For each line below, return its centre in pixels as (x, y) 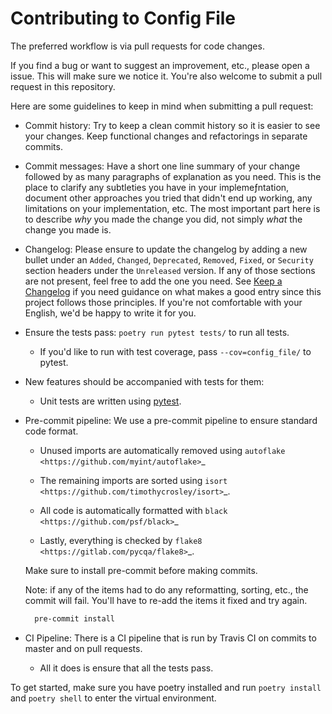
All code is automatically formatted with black (133, 510)
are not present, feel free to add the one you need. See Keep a (153, 281)
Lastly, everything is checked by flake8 (121, 540)
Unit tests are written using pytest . (110, 401)
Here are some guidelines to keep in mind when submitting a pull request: (162, 106)
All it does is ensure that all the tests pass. (126, 668)
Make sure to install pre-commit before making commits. (141, 570)
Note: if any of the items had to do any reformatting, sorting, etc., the (166, 589)
